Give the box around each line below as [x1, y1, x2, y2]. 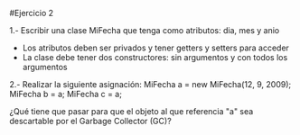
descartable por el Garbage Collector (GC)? [9, 116, 172, 126]
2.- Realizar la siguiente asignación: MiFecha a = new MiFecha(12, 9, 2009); [9, 79, 292, 89]
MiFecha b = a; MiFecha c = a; [9, 89, 122, 99]
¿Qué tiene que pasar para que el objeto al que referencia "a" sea [9, 106, 254, 116]
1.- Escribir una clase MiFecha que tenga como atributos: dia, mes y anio [9, 25, 280, 35]
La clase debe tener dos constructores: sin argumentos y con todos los [22, 52, 288, 62]
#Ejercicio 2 [9, 8, 54, 18]
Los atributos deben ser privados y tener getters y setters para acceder [22, 42, 289, 53]
